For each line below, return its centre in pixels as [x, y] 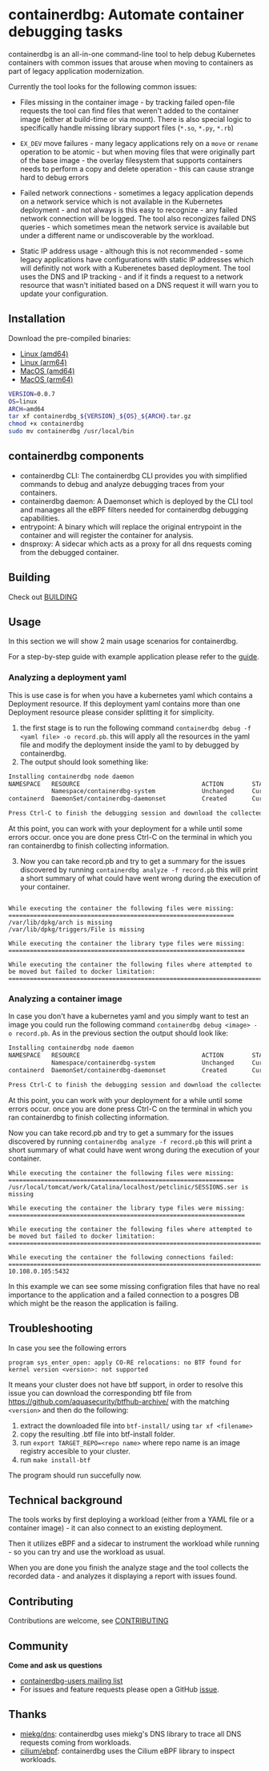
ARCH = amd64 [26, 409]
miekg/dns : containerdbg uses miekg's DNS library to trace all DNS [130, 1733]
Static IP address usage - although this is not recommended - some [132, 251]
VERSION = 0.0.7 [32, 394]
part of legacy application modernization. [76, 71]
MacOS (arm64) [46, 379]
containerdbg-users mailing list [71, 1681]
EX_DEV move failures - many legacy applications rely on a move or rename [139, 143]
